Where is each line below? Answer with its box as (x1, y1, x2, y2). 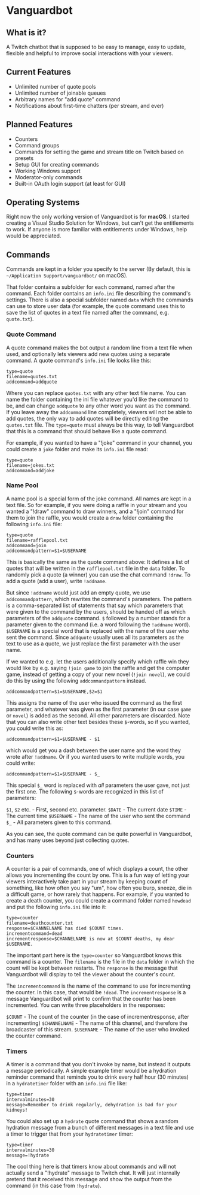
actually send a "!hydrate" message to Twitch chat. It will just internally (6, 1169, 180, 1176)
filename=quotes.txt (6, 373, 58, 379)
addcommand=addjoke (6, 467, 55, 473)
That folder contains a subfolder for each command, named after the (6, 283, 175, 291)
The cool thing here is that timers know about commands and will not (6, 1163, 176, 1170)
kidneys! (6, 1107, 28, 1113)
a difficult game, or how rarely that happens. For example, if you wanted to (6, 891, 190, 898)
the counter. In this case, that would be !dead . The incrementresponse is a (6, 989, 186, 996)
